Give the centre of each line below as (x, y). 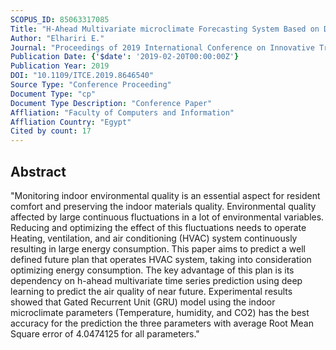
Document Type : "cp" (53, 94)
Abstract (38, 171)
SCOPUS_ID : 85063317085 (60, 19)
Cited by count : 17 (51, 131)
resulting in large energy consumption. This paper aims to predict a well (158, 248)
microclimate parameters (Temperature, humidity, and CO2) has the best (160, 312)
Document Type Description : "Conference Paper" (111, 103)
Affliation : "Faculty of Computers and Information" (122, 112)
